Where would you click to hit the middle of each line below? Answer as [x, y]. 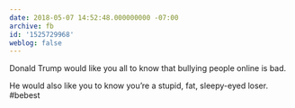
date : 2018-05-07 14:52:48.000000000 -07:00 [94, 18]
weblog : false [36, 43]
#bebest [25, 95]
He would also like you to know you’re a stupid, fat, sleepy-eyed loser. [139, 85]
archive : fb [31, 26]
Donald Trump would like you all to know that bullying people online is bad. [148, 68]
